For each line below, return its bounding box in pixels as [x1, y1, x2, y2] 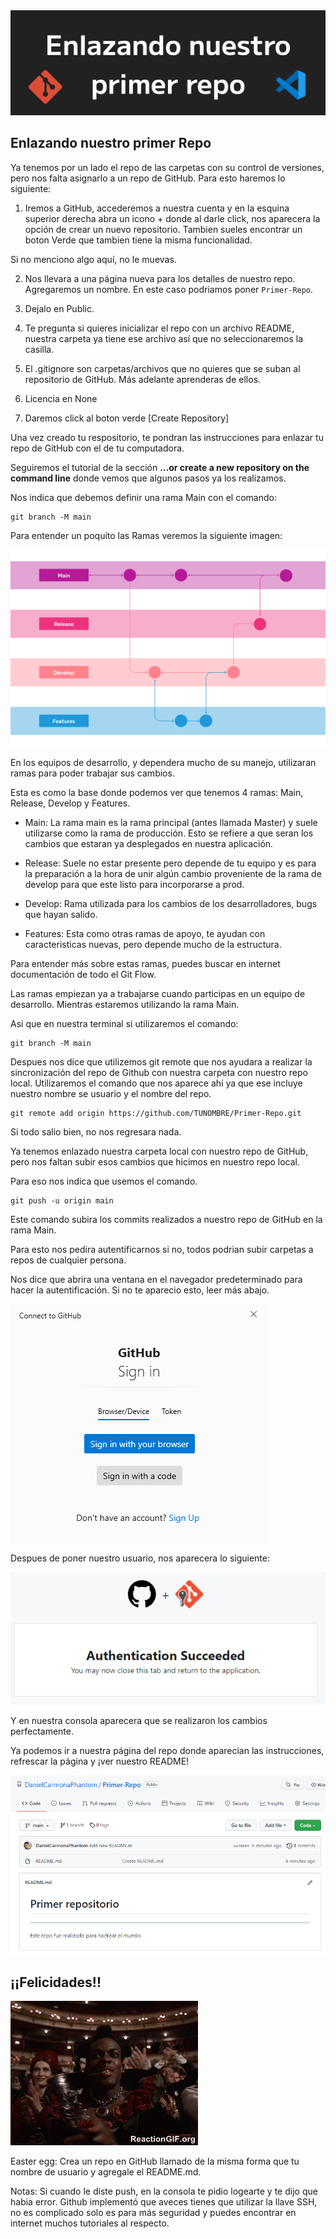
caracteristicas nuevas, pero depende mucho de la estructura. [24, 938, 282, 950]
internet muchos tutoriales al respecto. [10, 2217, 170, 2229]
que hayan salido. [24, 908, 98, 920]
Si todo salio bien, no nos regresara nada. [10, 1125, 182, 1138]
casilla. [24, 343, 55, 355]
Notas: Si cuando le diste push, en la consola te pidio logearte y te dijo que [10, 2185, 318, 2198]
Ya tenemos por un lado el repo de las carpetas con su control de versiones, [10, 161, 325, 173]
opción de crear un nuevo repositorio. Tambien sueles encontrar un [24, 223, 303, 235]
